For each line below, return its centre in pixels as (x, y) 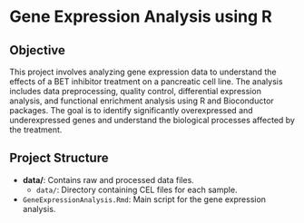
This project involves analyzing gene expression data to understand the (143, 72)
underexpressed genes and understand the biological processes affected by (152, 120)
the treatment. (36, 130)
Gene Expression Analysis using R (141, 17)
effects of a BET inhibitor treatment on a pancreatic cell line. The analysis (146, 82)
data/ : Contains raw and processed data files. (108, 179)
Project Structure (59, 158)
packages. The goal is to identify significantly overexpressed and (131, 110)
